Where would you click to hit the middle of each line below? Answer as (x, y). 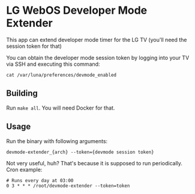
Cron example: (24, 169)
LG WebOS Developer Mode (77, 10)
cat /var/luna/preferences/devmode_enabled (61, 75)
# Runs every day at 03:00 (40, 180)
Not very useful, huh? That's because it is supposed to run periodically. (94, 163)
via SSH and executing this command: (53, 64)
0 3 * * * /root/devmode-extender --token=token (68, 186)
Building (22, 93)
